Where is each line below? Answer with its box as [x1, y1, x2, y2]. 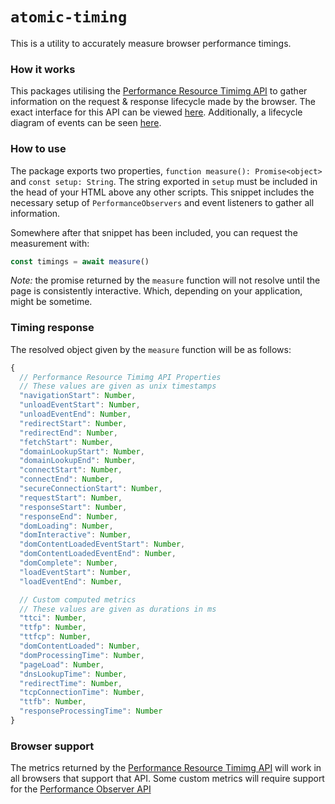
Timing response [10, 321, 95, 335]
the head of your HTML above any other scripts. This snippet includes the [10, 186, 315, 198]
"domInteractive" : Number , [19, 530, 132, 540]
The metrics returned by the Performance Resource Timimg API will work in [10, 762, 322, 774]
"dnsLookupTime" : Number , [19, 669, 128, 679]
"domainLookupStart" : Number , [19, 446, 145, 457]
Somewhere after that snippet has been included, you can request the [10, 226, 298, 238]
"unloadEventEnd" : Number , [19, 409, 132, 420]
